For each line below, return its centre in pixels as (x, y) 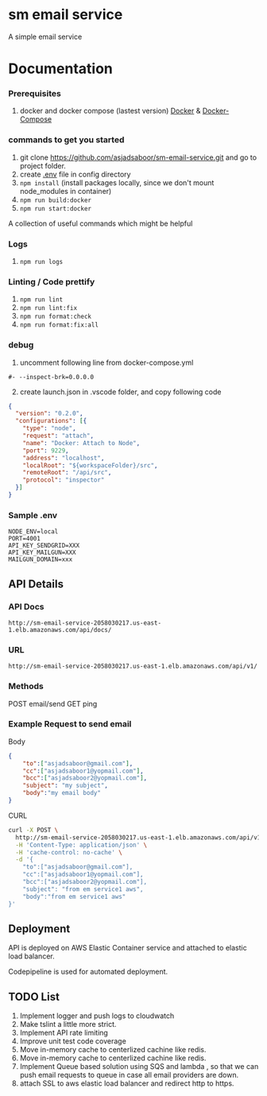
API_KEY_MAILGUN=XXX (43, 553)
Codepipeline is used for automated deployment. (88, 972)
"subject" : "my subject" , (66, 786)
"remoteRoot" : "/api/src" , (67, 473)
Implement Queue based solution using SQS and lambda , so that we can (139, 1067)
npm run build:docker (55, 200)
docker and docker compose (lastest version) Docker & (110, 111)
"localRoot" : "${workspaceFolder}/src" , (90, 465)
